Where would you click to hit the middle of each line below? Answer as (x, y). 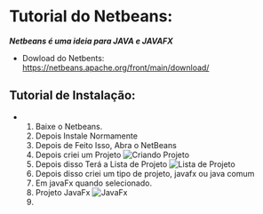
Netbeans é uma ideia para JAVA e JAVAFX (91, 41)
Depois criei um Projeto (78, 155)
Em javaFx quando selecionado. (94, 183)
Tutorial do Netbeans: (91, 16)
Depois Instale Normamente (86, 136)
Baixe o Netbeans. (69, 126)
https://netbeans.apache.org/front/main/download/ (116, 67)
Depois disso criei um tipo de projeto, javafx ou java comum (145, 173)
